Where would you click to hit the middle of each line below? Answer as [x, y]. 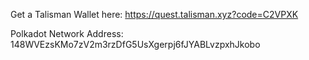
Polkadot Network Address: [67, 33]
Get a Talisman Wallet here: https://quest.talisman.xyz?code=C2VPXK [154, 14]
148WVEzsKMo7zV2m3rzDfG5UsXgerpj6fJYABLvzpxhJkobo [135, 44]
